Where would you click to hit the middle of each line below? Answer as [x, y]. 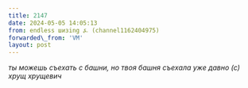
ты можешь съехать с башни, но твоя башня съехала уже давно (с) [124, 67]
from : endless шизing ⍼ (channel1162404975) [84, 30]
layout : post [30, 45]
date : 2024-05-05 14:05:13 [53, 23]
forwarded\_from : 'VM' [46, 38]
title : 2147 [28, 15]
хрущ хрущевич [35, 76]
